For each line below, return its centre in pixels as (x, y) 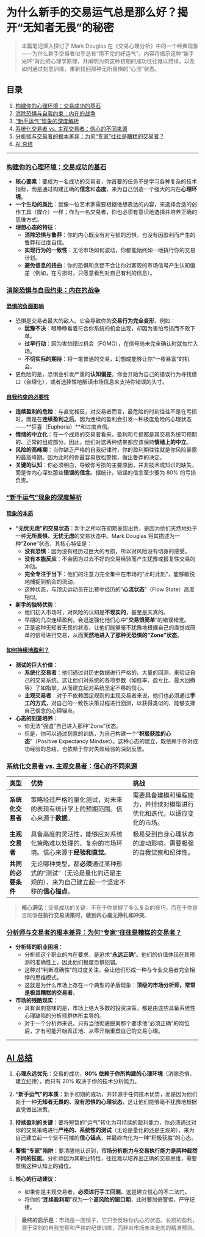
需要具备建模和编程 (160, 795)
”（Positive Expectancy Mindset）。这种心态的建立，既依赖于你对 (111, 741)
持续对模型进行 (172, 804)
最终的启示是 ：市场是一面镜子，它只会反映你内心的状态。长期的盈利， (110, 1220)
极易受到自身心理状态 (163, 834)
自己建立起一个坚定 (92, 882)
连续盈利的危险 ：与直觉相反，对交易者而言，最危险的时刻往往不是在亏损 (106, 412)
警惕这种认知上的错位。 (45, 1166)
